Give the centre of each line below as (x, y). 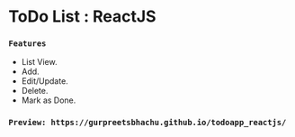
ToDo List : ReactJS (82, 17)
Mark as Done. (49, 100)
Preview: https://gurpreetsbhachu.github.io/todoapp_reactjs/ (147, 123)
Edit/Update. (45, 81)
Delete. (35, 91)
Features (27, 44)
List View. (39, 62)
